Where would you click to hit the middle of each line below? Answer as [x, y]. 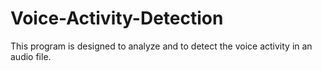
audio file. [31, 56]
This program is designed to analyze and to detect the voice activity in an [161, 46]
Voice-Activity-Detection [117, 18]
